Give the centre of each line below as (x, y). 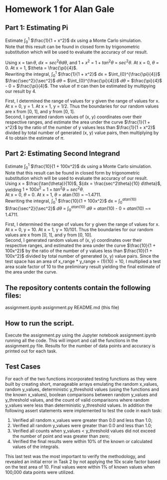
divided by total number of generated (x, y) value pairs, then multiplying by (82, 133)
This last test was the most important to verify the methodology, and (75, 456)
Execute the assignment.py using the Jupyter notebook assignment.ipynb (81, 335)
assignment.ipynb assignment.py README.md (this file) (62, 308)
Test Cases (23, 367)
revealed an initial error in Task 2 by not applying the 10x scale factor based (83, 462)
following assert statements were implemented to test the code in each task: (83, 410)
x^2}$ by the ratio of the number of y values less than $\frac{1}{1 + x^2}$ (80, 127)
